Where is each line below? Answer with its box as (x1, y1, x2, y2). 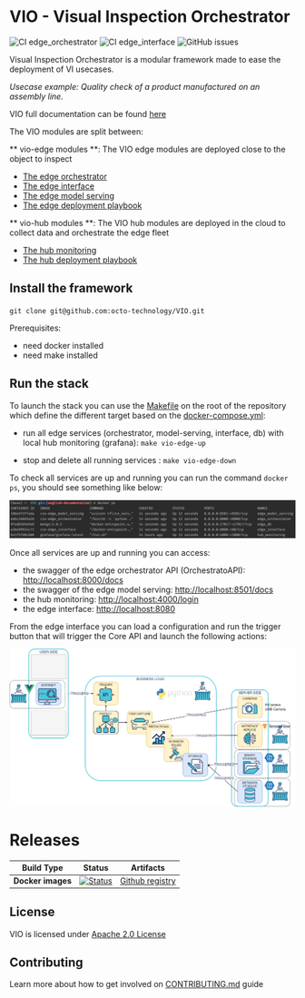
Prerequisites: (9, 322, 62, 333)
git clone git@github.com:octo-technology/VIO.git (9, 306, 205, 315)
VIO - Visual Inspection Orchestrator (9, 6, 290, 27)
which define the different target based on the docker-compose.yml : (9, 410, 266, 420)
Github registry (120, 875, 176, 886)
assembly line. (9, 91, 64, 102)
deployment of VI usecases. (9, 64, 114, 74)
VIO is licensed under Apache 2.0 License (9, 928, 166, 939)
